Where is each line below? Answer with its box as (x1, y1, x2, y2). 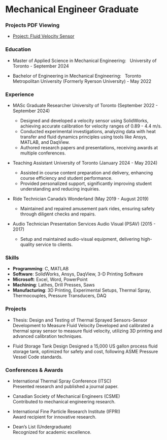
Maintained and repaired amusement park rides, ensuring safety (20, 206, 155, 212)
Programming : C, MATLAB (12, 266, 69, 272)
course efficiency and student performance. (20, 175, 113, 181)
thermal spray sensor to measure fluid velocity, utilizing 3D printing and (12, 328, 162, 334)
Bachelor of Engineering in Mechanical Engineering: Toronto (12, 73, 141, 79)
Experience (5, 90, 34, 98)
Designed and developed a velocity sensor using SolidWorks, (20, 118, 149, 124)
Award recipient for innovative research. (12, 414, 96, 420)
